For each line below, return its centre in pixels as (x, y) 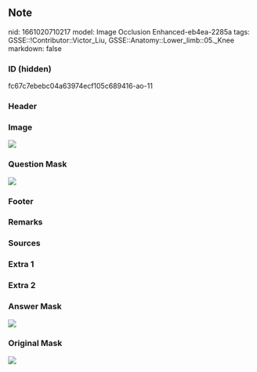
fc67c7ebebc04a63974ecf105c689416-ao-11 (80, 86)
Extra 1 (21, 264)
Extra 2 (22, 286)
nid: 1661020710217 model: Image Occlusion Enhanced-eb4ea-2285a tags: (129, 31)
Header (23, 107)
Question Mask (38, 164)
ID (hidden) (30, 68)
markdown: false (35, 48)
